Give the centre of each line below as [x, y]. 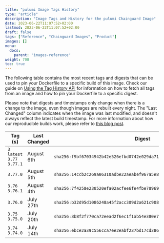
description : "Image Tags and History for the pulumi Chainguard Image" [81, 19]
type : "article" [21, 14]
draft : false [18, 32]
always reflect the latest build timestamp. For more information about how [79, 119]
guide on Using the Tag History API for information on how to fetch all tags [80, 88]
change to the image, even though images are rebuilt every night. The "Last [81, 108]
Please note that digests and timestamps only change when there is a [75, 103]
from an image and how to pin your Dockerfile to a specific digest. [72, 94]
